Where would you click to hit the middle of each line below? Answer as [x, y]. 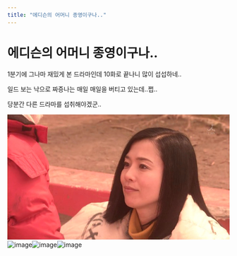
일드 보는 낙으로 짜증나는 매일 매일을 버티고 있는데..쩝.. [82, 89]
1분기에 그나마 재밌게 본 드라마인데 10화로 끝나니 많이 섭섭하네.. [95, 74]
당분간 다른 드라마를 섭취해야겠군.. [55, 104]
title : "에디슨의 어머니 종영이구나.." [57, 15]
